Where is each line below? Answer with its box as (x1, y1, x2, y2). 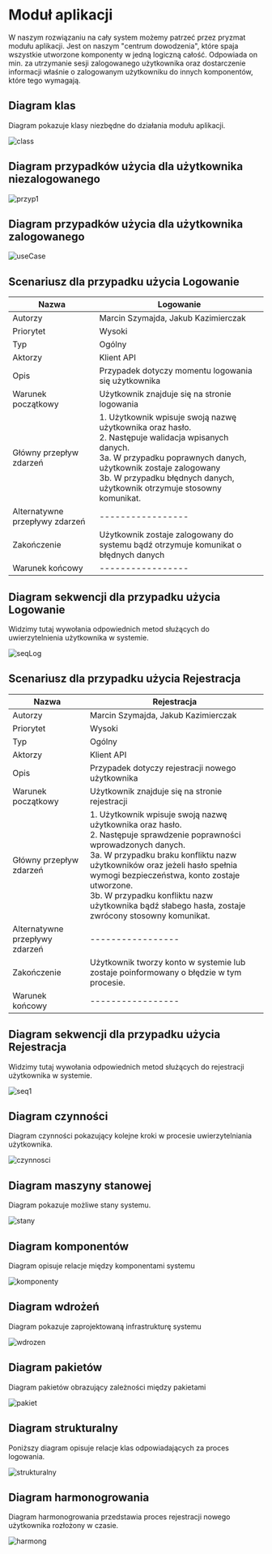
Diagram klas (8, 99, 76, 113)
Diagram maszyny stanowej (8, 1178, 152, 1192)
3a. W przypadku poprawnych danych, (99, 452, 247, 463)
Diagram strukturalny (8, 1421, 119, 1435)
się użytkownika (99, 375, 161, 386)
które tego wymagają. (8, 75, 81, 85)
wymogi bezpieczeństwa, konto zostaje (89, 869, 240, 880)
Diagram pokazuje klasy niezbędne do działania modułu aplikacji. (8, 120, 226, 130)
